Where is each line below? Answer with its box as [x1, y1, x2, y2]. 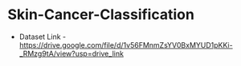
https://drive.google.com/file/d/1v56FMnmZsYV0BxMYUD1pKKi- [18, 40, 234, 49]
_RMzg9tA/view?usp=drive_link [18, 49, 124, 58]
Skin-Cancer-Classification [7, 6, 194, 24]
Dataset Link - [18, 32, 66, 41]
